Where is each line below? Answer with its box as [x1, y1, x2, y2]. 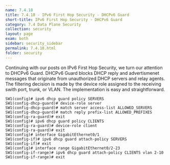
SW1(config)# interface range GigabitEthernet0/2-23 [5, 146, 120, 151]
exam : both [5, 36, 29, 42]
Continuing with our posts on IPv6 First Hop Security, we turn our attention [5, 65, 163, 71]
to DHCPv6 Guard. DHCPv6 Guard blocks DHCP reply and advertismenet [5, 70, 160, 76]
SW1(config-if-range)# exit [5, 154, 66, 159]
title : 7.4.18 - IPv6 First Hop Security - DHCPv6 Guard [5, 12, 130, 17]
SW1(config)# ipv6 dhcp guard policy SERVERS [5, 96, 104, 101]
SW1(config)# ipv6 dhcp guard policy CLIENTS [5, 118, 104, 123]
